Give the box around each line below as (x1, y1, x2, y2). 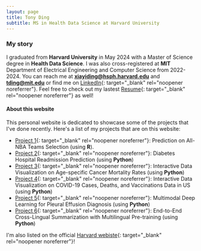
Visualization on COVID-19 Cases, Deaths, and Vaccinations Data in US (14, 181, 191, 189)
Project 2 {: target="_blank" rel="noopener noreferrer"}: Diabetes (14, 150, 175, 157)
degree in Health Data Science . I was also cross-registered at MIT (6, 59, 171, 67)
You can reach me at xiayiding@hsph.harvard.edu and (22, 73, 160, 80)
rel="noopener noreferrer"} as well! (6, 91, 94, 99)
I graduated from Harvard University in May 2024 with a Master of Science (6, 53, 193, 61)
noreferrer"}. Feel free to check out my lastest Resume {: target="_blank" (6, 85, 185, 92)
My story (6, 40, 33, 48)
